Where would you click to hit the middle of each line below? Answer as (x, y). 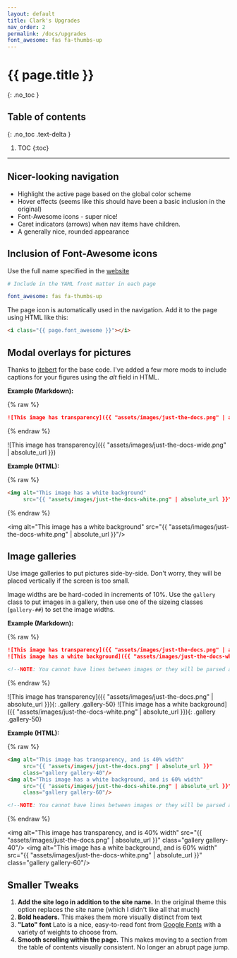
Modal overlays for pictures (69, 352)
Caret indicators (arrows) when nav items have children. (99, 224)
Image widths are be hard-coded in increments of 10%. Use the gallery (111, 595)
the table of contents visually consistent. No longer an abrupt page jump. (123, 947)
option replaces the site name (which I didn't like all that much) (109, 909)
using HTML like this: (38, 318)
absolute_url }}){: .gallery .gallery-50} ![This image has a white (98, 704)
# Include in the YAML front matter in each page (82, 284)
